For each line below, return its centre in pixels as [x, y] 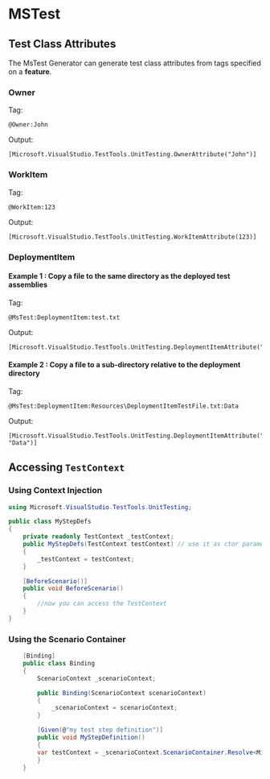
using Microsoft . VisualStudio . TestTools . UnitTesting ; [100, 507]
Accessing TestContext [67, 468]
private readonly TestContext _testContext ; [98, 537]
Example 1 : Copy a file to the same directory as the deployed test [119, 276]
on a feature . [30, 72]
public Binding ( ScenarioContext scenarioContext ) [122, 693]
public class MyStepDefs [50, 522]
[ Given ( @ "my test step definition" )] [100, 730]
